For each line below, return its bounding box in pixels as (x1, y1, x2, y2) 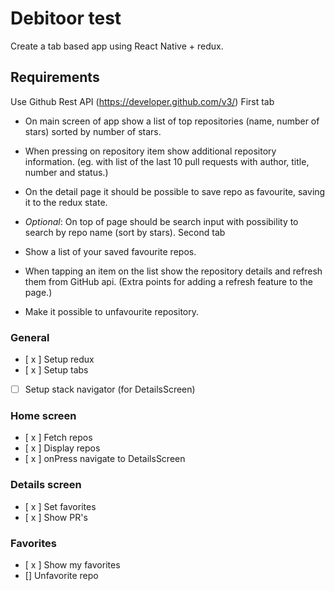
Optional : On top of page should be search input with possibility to (24, 215, 299, 227)
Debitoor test (10, 7, 122, 30)
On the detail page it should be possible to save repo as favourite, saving (24, 185, 326, 197)
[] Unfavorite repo (24, 570, 99, 581)
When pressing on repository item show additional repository (24, 145, 277, 157)
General (10, 330, 50, 344)
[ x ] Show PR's (24, 511, 88, 523)
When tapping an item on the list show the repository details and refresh (24, 265, 323, 277)
